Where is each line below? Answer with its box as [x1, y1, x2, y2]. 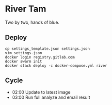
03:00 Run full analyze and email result [12, 94, 91, 100]
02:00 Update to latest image [12, 89, 71, 95]
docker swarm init [5, 59, 42, 64]
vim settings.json [5, 50, 42, 55]
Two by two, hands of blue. [5, 19, 60, 25]
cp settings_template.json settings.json [5, 46, 90, 51]
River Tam [5, 3, 47, 15]
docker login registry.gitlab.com [5, 55, 75, 60]
